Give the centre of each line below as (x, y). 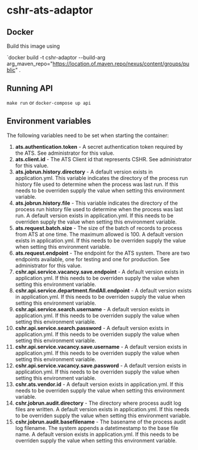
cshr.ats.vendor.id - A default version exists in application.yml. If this (99, 384)
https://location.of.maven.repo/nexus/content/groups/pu (121, 64)
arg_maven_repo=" (30, 64)
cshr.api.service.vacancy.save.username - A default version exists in (101, 346)
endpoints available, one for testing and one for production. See (92, 259)
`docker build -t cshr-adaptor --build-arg (56, 57)
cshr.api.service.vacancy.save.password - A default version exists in (101, 365)
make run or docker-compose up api (49, 102)
